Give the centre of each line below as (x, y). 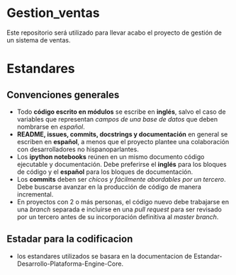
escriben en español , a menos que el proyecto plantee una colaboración (123, 141)
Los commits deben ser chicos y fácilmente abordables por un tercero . (121, 179)
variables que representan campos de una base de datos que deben (117, 119)
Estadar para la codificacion (70, 239)
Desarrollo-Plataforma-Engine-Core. (70, 264)
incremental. (35, 194)
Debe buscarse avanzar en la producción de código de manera (109, 187)
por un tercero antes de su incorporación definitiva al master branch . (118, 216)
